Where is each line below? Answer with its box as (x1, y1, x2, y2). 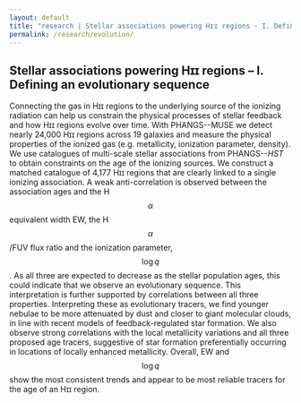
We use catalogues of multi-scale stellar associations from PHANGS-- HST (9, 149, 284, 159)
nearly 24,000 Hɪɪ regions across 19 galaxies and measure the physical (9, 129, 271, 140)
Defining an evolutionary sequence (9, 77, 211, 92)
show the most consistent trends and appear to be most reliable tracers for (9, 374, 286, 385)
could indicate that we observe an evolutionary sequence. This (9, 279, 242, 291)
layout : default (9, 13, 70, 22)
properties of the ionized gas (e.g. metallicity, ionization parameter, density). (9, 139, 291, 150)
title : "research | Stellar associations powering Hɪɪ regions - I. (9, 21, 271, 30)
